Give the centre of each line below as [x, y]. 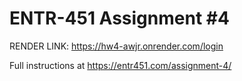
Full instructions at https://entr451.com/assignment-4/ [120, 65]
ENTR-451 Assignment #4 [119, 18]
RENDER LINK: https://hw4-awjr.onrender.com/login [116, 46]
